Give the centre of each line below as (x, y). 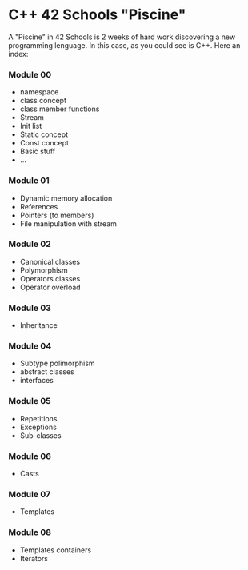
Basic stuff (38, 151)
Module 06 (30, 456)
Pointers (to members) (57, 215)
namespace (39, 92)
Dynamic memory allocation (66, 198)
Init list (31, 126)
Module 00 (30, 74)
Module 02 (30, 244)
